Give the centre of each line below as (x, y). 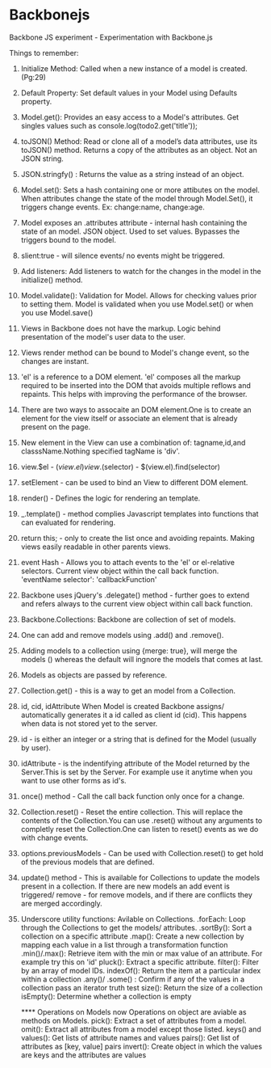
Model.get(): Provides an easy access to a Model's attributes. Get (130, 117)
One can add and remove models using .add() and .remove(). (122, 635)
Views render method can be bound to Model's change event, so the (135, 352)
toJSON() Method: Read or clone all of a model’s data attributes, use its (139, 141)
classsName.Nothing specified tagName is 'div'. (100, 451)
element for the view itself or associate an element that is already (129, 418)
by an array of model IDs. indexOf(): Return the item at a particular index (141, 970)
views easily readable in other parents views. (96, 547)
